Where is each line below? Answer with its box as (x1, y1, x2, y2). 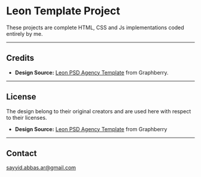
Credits (6, 53, 35, 63)
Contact (6, 148, 37, 159)
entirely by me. (6, 30, 43, 37)
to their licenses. (6, 114, 47, 121)
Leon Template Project (6, 4, 121, 18)
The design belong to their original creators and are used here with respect (6, 107, 191, 114)
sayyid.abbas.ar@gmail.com (6, 164, 77, 171)
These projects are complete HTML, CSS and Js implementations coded (6, 24, 184, 31)
